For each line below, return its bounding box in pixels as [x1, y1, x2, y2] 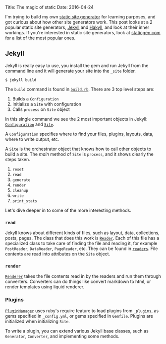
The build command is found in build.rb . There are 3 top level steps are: [5, 86, 155, 92]
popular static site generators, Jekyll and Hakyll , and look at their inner [5, 24, 150, 30]
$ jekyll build [5, 77, 37, 83]
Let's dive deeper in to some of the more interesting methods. [5, 207, 131, 213]
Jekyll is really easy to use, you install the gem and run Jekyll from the [5, 62, 149, 69]
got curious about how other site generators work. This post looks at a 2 [5, 19, 153, 25]
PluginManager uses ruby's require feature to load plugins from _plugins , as [5, 308, 159, 314]
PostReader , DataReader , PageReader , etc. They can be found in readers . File [5, 246, 158, 252]
